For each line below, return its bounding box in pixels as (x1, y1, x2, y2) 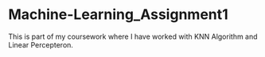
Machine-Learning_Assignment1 (8, 6, 228, 24)
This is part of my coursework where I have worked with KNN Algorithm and (8, 32, 258, 41)
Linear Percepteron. (8, 40, 74, 49)
